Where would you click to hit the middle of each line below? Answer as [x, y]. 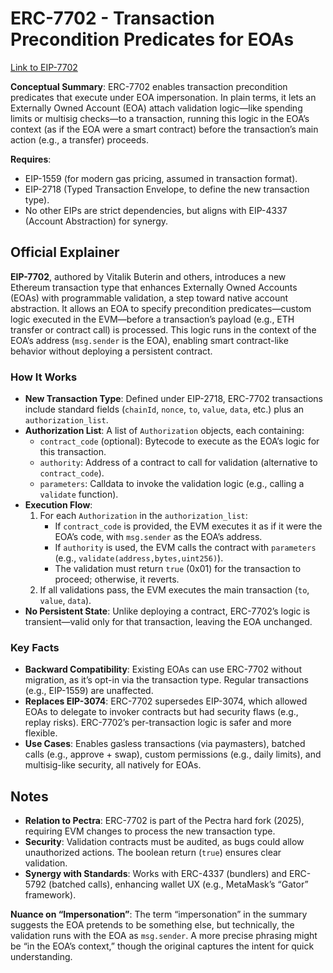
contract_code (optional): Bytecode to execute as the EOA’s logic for [179, 441]
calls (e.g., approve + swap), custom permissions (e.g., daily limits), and [173, 754]
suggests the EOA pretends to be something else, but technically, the [152, 925]
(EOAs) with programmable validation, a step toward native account [149, 298]
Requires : [31, 159]
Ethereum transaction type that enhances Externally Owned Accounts [154, 287]
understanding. [41, 957]
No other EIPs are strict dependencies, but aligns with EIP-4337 [156, 210]
